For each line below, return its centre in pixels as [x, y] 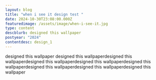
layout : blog [19, 10]
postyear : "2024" [23, 38]
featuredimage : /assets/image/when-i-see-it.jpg [57, 24]
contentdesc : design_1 [29, 42]
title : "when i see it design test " [44, 14]
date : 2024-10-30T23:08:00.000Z [39, 19]
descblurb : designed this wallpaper [43, 33]
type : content [20, 28]
